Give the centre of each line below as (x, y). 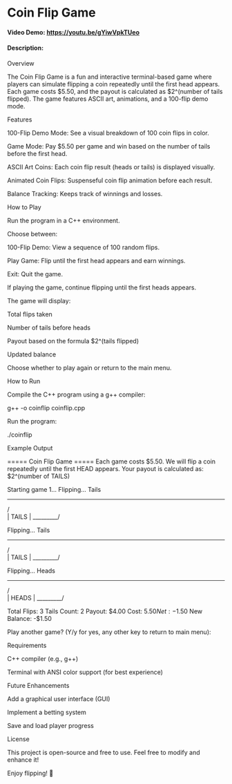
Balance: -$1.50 (29, 618)
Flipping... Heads (31, 571)
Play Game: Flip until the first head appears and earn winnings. (96, 260)
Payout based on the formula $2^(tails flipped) (73, 341)
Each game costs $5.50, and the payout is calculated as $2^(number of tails (115, 91)
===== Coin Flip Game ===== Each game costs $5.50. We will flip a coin (112, 461)
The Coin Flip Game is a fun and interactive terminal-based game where (110, 77)
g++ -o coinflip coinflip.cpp (46, 408)
